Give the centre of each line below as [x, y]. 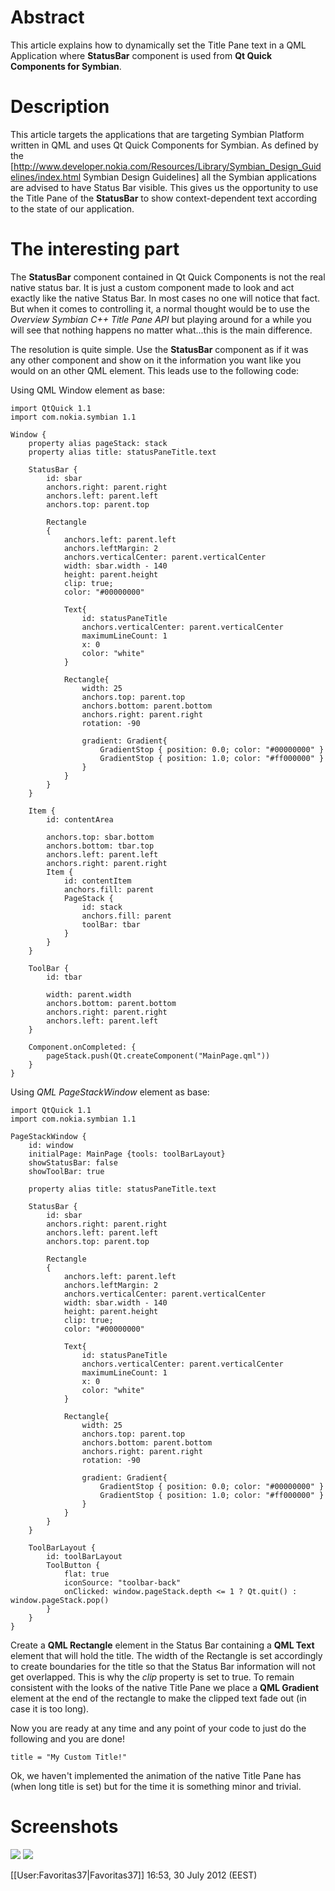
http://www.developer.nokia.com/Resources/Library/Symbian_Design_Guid [167, 166]
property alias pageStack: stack [98, 443]
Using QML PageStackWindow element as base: [110, 1092]
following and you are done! [68, 1738]
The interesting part [95, 249]
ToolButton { [73, 1565]
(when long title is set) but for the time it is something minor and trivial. [156, 1786]
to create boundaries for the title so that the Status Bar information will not [163, 1666]
